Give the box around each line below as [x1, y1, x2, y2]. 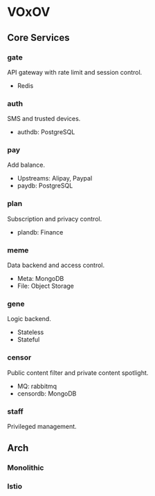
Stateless [17, 328, 44, 336]
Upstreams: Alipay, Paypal [17, 174, 93, 183]
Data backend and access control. [7, 261, 105, 270]
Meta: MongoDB [17, 275, 64, 283]
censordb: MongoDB [17, 389, 77, 398]
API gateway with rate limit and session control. [7, 68, 143, 76]
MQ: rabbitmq [17, 382, 57, 390]
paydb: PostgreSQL [17, 181, 73, 190]
